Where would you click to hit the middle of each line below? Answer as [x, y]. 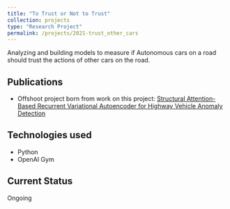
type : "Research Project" [45, 26]
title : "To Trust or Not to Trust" [59, 14]
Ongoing [20, 198]
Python [28, 152]
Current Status [40, 181]
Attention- [201, 99]
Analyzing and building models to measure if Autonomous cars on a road [112, 53]
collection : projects [39, 20]
